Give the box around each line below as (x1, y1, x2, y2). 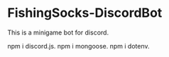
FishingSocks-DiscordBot (7, 5, 163, 21)
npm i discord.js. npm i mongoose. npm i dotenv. (7, 42, 151, 50)
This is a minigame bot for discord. (7, 28, 109, 37)
